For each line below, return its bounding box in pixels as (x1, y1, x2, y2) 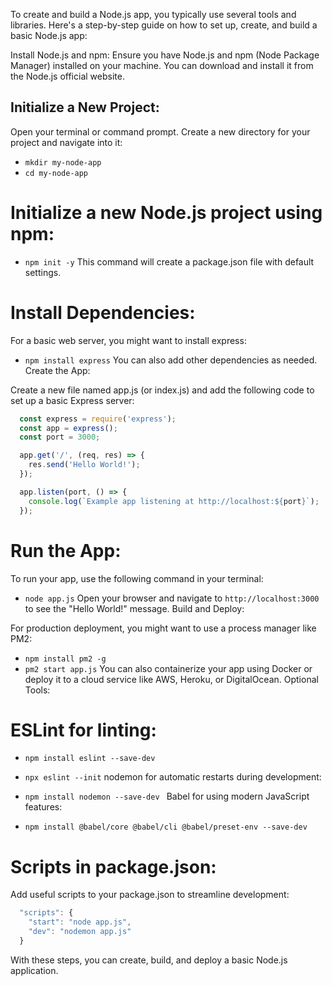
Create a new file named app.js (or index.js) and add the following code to (10, 384, 315, 396)
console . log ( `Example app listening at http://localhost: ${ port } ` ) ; (28, 496, 320, 506)
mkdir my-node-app (24, 157, 102, 168)
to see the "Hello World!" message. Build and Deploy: (24, 602, 245, 614)
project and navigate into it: (10, 136, 123, 148)
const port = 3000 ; (19, 432, 101, 443)
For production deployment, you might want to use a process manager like (10, 622, 317, 634)
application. (10, 964, 59, 976)
